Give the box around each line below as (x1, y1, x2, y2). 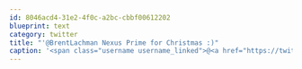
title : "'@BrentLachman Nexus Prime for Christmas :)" (9, 38, 219, 47)
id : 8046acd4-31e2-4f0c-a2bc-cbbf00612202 (9, 13, 171, 22)
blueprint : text (9, 22, 70, 30)
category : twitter (9, 30, 78, 39)
